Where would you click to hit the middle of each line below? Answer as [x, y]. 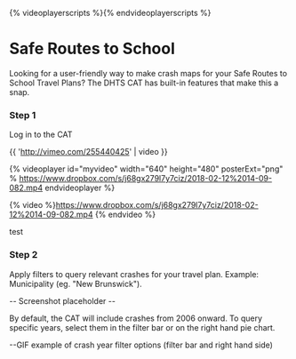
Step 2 [24, 255]
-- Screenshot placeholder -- [62, 300]
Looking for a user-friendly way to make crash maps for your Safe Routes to [148, 73]
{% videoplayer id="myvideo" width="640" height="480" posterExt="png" [146, 169]
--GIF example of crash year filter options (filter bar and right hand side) [141, 345]
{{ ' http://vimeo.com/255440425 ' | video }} [88, 152]
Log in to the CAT [41, 135]
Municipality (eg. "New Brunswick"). [76, 283]
